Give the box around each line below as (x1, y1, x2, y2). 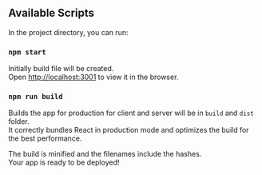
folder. (8, 117, 30, 126)
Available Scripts (8, 6, 94, 20)
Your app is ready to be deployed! (8, 157, 120, 167)
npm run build (8, 92, 63, 101)
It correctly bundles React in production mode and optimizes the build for (8, 125, 249, 135)
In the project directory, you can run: (8, 27, 129, 37)
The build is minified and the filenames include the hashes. (8, 149, 202, 159)
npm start (8, 47, 46, 57)
